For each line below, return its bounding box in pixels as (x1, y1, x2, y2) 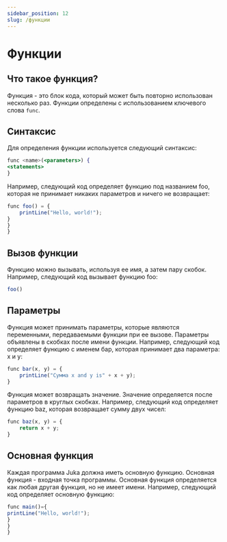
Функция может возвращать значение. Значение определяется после (7, 391, 213, 399)
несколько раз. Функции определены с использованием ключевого (7, 99, 206, 107)
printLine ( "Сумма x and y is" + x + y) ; (19, 371, 136, 379)
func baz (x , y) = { (7, 419, 63, 426)
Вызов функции (7, 247, 79, 259)
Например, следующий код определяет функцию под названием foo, (7, 182, 211, 190)
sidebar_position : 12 (7, 10, 69, 17)
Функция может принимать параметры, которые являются (7, 323, 180, 331)
